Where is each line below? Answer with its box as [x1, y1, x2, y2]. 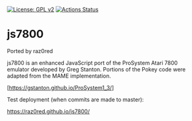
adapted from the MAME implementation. [7, 72, 111, 79]
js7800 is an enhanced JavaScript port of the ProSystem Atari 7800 [7, 59, 178, 67]
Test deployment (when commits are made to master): [7, 95, 144, 103]
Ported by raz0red [7, 47, 53, 54]
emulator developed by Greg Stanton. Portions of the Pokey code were [7, 65, 186, 73]
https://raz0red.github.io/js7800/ [7, 108, 90, 115]
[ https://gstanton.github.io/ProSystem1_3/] [7, 84, 114, 91]
